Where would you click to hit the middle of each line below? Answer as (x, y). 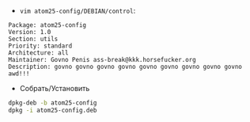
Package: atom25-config (47, 25)
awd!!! (19, 74)
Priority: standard (40, 46)
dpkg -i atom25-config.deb (53, 110)
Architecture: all (38, 53)
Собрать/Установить (55, 88)
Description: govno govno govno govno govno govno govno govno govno (125, 67)
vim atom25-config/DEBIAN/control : (78, 11)
